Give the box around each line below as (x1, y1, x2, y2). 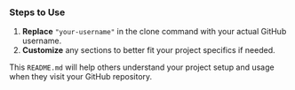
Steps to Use (9, 6, 66, 19)
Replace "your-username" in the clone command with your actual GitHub (21, 26, 287, 37)
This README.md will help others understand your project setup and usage (9, 62, 275, 72)
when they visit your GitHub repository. (9, 71, 153, 82)
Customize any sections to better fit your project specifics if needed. (21, 45, 275, 56)
